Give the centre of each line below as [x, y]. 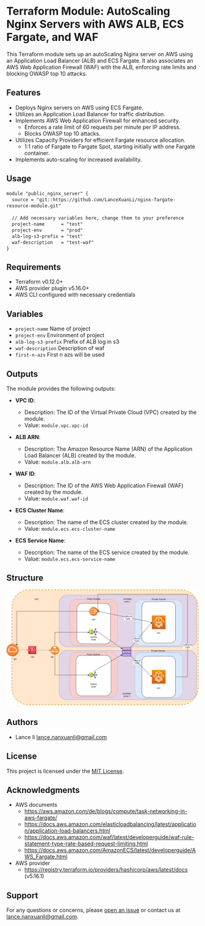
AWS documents [36, 805]
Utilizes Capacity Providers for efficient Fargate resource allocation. [100, 140]
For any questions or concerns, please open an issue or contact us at [93, 910]
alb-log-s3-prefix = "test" [48, 236]
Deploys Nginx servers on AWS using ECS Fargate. [79, 108]
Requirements [34, 267]
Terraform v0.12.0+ [39, 282]
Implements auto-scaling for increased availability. [78, 159]
